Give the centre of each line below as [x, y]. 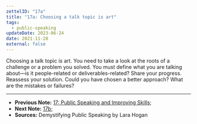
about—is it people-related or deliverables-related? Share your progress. [94, 73]
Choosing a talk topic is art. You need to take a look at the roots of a [88, 61]
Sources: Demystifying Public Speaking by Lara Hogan [81, 115]
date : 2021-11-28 [27, 39]
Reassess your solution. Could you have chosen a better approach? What [95, 79]
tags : [13, 22]
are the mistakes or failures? [40, 85]
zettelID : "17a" [26, 11]
